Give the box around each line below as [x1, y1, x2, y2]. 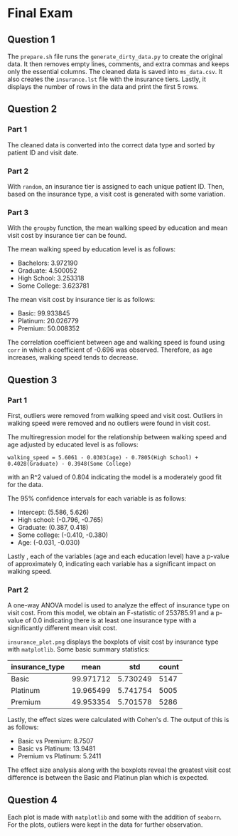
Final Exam [7, 5, 73, 21]
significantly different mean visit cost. [7, 624, 117, 632]
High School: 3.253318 [17, 274, 85, 283]
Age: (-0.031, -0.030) [17, 538, 80, 546]
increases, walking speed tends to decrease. [7, 353, 139, 362]
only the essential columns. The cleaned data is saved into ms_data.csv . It [7, 68, 222, 75]
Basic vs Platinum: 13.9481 [17, 744, 96, 753]
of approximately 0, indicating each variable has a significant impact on [7, 559, 217, 568]
